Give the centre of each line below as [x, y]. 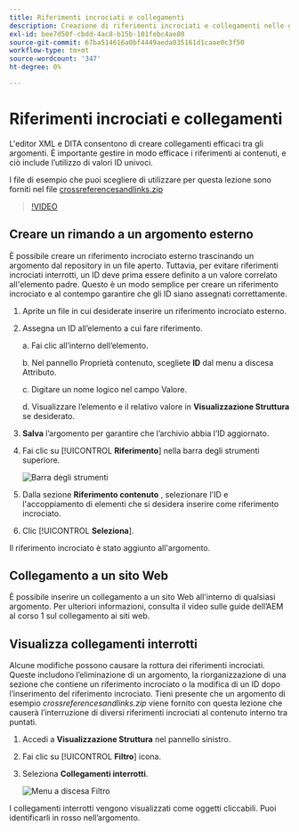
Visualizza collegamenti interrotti [103, 644]
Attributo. [39, 372]
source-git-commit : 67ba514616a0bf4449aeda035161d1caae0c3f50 [127, 42]
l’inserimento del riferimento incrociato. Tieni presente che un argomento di [148, 694]
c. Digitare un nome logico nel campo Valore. [105, 389]
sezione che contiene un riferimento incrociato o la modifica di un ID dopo [145, 684]
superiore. [41, 460]
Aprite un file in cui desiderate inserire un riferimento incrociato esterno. [154, 311]
